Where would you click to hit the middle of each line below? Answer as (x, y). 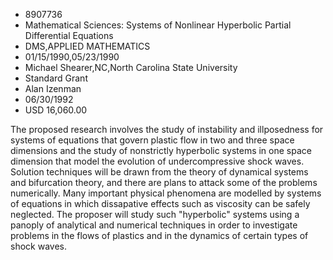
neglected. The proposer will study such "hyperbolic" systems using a (155, 214)
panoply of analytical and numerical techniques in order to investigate (154, 225)
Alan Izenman (53, 88)
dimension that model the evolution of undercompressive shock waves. (157, 161)
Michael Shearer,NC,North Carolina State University (131, 67)
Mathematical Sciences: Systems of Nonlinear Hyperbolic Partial (158, 25)
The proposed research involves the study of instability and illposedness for (167, 129)
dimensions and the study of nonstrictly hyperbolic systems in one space (161, 150)
